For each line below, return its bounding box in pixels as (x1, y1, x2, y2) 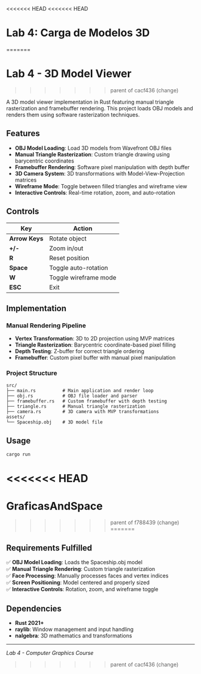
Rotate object (48, 234, 87, 242)
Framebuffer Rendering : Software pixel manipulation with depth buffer (14, 163, 190, 170)
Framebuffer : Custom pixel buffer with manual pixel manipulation (14, 354, 176, 362)
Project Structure (6, 369, 57, 377)
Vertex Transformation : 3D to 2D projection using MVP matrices (14, 335, 175, 342)
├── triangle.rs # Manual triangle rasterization (6, 404, 146, 410)
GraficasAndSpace (6, 499, 103, 513)
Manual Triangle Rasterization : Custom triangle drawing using (14, 151, 170, 158)
